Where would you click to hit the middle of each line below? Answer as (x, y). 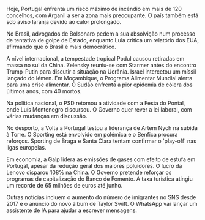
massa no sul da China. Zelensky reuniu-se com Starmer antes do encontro (102, 65)
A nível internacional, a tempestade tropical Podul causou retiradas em (95, 59)
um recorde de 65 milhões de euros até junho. (65, 185)
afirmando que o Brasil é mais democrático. (61, 47)
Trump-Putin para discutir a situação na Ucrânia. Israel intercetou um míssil (101, 72)
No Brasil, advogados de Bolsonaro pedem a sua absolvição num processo (101, 34)
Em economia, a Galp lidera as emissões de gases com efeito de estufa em (101, 159)
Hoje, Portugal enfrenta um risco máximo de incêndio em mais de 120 (94, 9)
